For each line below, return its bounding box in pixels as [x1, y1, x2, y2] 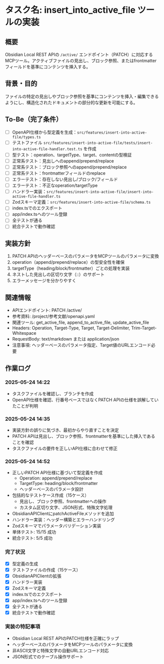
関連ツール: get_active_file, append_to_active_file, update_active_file [12, 320, 149, 325]
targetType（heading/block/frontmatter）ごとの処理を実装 [12, 265, 130, 272]
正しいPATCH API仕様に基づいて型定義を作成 [12, 470, 103, 476]
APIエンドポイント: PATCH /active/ [12, 307, 82, 313]
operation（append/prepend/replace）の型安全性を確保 [12, 259, 125, 265]
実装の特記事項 [5, 623, 41, 630]
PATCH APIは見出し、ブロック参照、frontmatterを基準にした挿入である [12, 434, 155, 439]
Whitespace [12, 330, 37, 336]
